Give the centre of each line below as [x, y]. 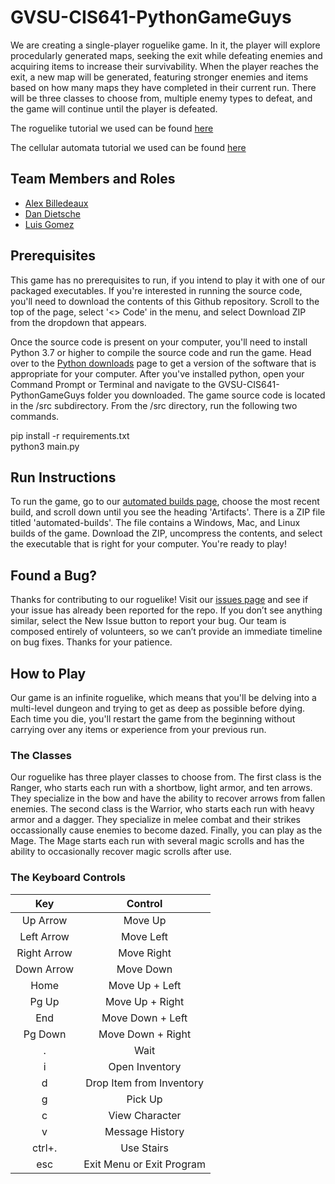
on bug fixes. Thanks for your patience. [91, 642]
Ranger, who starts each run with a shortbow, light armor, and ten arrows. [161, 788]
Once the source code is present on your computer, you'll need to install [159, 342]
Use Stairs [145, 1148]
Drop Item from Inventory [144, 1083]
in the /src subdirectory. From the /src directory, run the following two [154, 405]
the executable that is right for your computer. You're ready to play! [148, 544]
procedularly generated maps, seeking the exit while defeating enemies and [166, 55]
